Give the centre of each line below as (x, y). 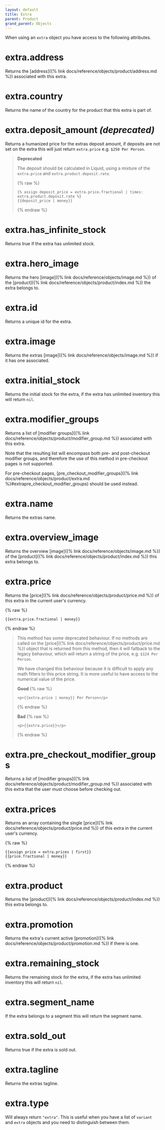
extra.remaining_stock (52, 964)
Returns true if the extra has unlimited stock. (50, 244)
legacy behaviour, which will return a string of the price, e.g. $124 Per (88, 654)
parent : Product (22, 19)
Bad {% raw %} (33, 716)
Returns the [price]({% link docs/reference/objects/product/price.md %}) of (82, 595)
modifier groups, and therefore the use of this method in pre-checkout (76, 458)
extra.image (30, 341)
